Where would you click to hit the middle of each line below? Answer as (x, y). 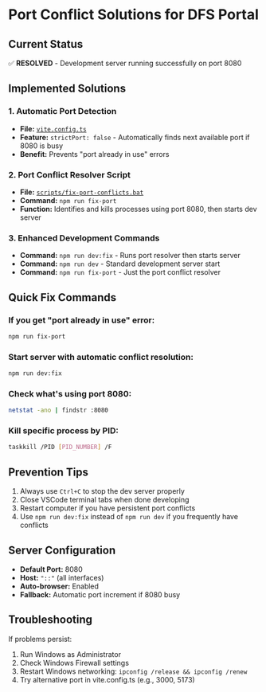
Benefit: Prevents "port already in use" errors (94, 154)
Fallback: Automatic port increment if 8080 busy (100, 594)
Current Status (46, 44)
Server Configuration (62, 550)
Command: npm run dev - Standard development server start (120, 264)
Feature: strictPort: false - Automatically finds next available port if (135, 137)
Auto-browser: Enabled (59, 586)
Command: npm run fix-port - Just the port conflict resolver (120, 272)
